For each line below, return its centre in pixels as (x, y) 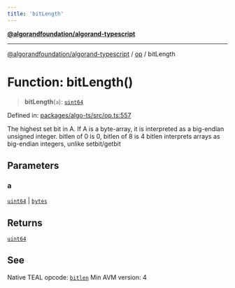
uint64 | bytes (27, 201)
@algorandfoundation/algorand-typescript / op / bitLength (92, 54)
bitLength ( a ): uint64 (54, 102)
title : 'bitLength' (36, 14)
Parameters (33, 165)
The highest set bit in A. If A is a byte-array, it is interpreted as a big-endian (116, 129)
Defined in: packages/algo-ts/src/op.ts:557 (69, 115)
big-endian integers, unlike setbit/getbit (64, 144)
